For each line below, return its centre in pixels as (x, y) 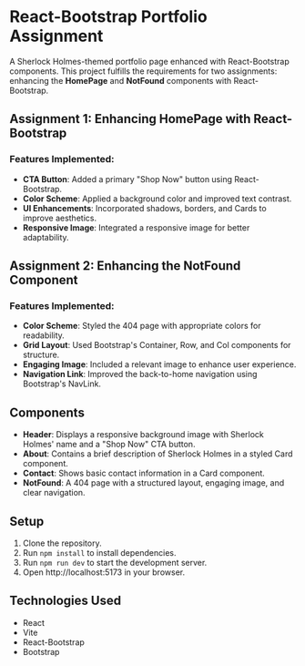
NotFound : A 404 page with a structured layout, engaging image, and (153, 483)
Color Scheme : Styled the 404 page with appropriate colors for (142, 326)
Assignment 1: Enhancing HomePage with (130, 119)
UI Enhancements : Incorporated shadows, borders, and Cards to (144, 208)
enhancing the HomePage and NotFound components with (121, 80)
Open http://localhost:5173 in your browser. (103, 572)
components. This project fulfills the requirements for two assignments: (143, 71)
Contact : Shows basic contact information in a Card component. (144, 473)
